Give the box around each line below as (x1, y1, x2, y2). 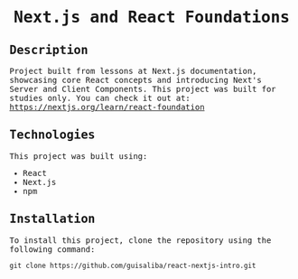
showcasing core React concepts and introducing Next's (9, 75, 262, 85)
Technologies (9, 127, 96, 143)
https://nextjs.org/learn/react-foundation (9, 102, 205, 112)
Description (9, 42, 88, 57)
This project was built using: (9, 151, 148, 161)
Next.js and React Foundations (13, 7, 291, 27)
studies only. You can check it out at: (9, 93, 191, 103)
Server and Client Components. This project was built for (9, 84, 277, 94)
